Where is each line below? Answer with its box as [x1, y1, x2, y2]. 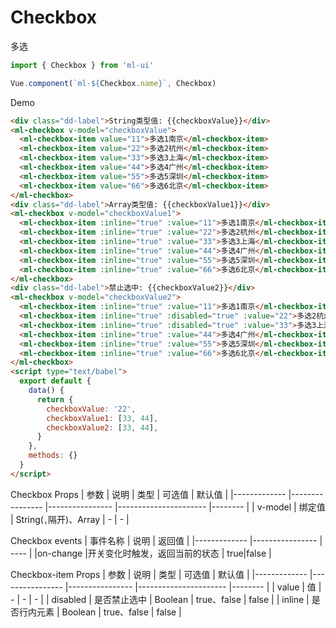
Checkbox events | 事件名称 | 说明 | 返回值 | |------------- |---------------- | [10, 534, 323, 546]
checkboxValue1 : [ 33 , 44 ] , [46, 413, 159, 423]
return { [36, 394, 74, 405]
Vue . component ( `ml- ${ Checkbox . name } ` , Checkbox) [10, 78, 217, 88]
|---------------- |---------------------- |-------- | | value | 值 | [64, 581, 322, 593]
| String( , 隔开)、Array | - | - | [10, 513, 130, 525]
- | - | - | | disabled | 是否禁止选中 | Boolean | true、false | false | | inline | [10, 593, 310, 605]
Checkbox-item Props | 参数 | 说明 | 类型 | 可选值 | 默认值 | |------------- [10, 568, 308, 580]
